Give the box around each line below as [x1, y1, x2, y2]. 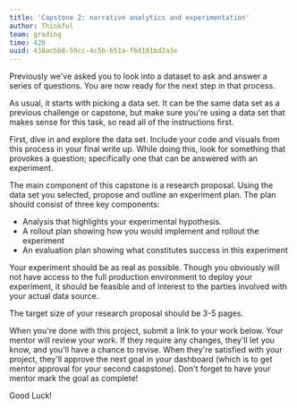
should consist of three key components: [9, 199, 160, 210]
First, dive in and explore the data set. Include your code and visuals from [9, 134, 280, 145]
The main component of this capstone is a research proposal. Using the [9, 180, 274, 191]
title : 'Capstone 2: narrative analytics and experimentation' [9, 13, 250, 22]
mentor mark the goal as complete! [9, 373, 139, 384]
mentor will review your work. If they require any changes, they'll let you [9, 335, 276, 345]
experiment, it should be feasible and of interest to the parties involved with [9, 281, 288, 292]
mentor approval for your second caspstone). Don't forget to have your [9, 363, 271, 374]
